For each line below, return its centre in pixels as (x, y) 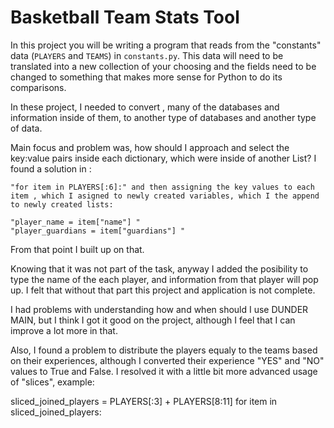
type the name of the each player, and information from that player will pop (164, 279)
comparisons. (38, 87)
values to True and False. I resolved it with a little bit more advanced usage (164, 371)
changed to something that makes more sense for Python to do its (146, 77)
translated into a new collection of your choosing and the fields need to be (163, 66)
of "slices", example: (52, 382)
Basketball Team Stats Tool (125, 17)
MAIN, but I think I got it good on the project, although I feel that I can (153, 320)
